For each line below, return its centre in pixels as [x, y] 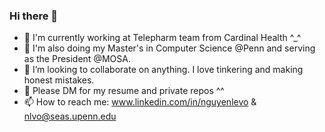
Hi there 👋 [34, 16]
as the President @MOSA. [77, 59]
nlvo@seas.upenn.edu [70, 116]
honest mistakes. [59, 80]
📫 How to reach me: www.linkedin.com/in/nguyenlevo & [140, 102]
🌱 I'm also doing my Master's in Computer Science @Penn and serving [169, 48]
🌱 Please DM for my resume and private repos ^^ [124, 91]
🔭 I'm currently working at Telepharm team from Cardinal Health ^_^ [162, 38]
